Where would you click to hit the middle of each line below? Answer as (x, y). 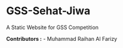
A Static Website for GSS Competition (53, 27)
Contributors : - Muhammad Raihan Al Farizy (62, 39)
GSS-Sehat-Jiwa (48, 11)
